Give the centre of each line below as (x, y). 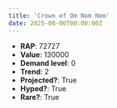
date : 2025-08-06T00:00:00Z (56, 23)
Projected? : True (48, 80)
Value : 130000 (45, 54)
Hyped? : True (43, 88)
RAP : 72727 (40, 46)
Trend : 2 (35, 71)
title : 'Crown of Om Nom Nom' (59, 16)
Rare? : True (40, 97)
